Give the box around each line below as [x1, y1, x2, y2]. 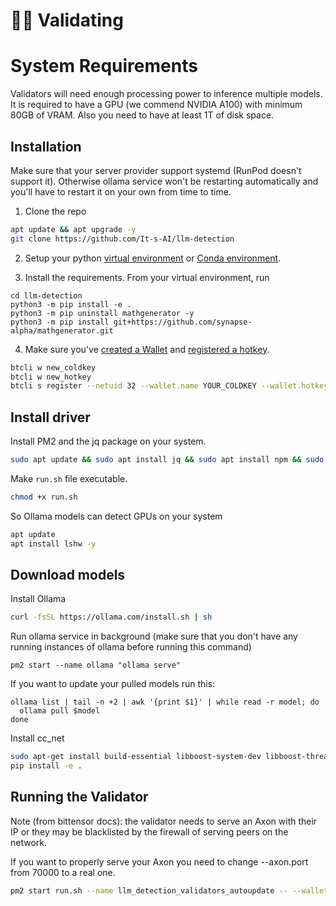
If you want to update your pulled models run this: [10, 678, 216, 690]
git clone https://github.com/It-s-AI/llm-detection [10, 234, 235, 244]
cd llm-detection [10, 290, 83, 301]
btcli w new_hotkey [10, 372, 92, 382]
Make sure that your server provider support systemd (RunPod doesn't [10, 164, 302, 176]
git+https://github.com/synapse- [113, 317, 253, 327]
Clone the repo [24, 205, 87, 217]
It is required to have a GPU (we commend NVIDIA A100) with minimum [10, 99, 303, 111]
